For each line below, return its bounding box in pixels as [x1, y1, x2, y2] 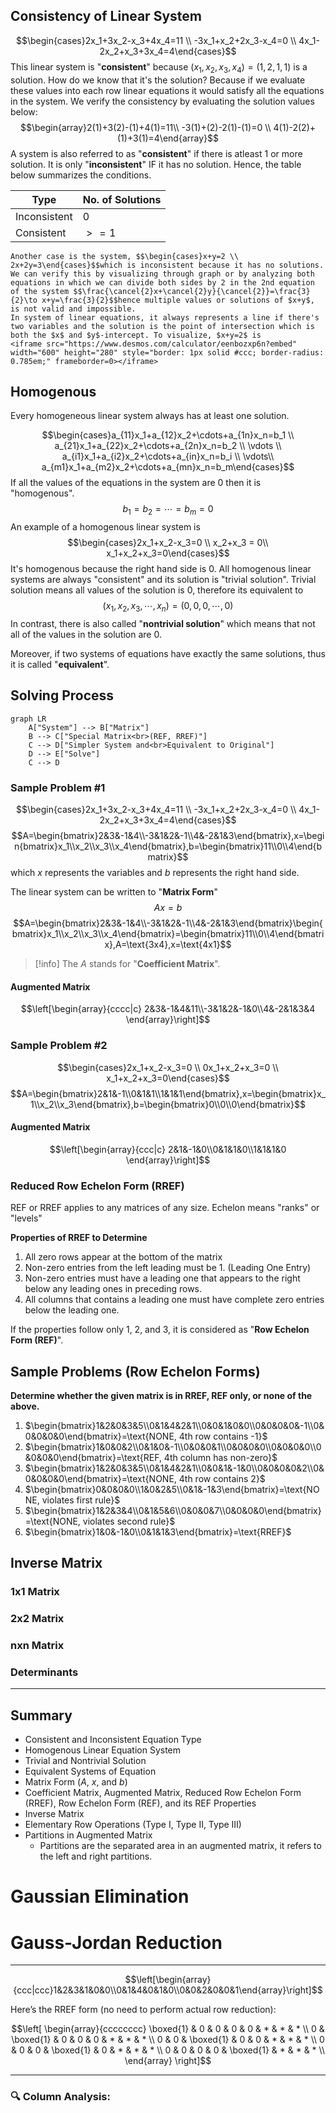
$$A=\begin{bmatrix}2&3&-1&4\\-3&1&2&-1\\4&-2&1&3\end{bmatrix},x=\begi [11, 830, 325, 842]
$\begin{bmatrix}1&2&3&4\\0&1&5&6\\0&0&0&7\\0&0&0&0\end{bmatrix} [24, 1504, 322, 1516]
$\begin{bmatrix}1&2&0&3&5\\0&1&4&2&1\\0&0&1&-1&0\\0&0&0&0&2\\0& [24, 1462, 325, 1474]
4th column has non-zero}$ [163, 1451, 278, 1463]
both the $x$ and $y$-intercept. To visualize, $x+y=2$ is [10, 330, 262, 340]
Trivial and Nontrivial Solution [24, 1755, 147, 1767]
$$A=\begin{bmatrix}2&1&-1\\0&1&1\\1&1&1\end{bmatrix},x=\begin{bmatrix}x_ [10, 1087, 326, 1099]
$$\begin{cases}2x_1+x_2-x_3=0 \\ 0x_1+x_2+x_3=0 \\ [57, 1061, 279, 1073]
